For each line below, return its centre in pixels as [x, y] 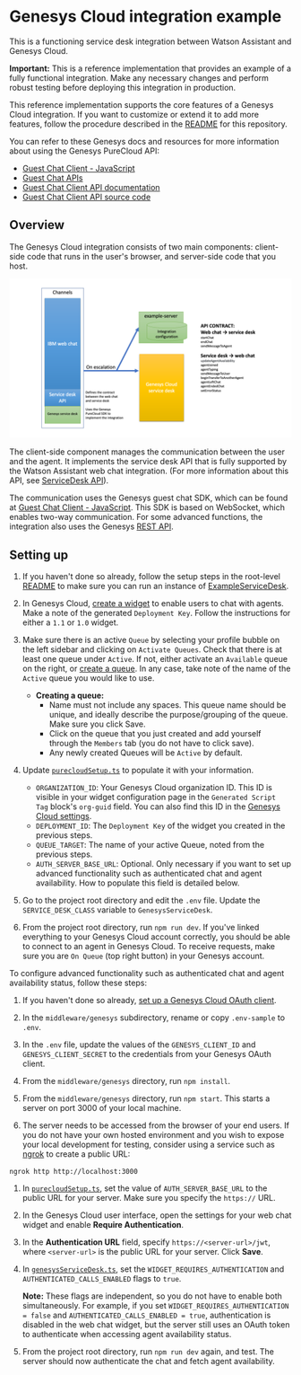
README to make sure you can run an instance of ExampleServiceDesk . [155, 586]
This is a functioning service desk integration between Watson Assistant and [150, 41]
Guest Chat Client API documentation [91, 187]
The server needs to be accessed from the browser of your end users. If [155, 1125]
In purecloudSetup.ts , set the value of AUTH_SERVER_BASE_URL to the [145, 1188]
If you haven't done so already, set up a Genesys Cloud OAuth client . [149, 1000]
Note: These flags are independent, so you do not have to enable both [152, 1296]
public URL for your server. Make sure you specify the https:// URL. [149, 1198]
